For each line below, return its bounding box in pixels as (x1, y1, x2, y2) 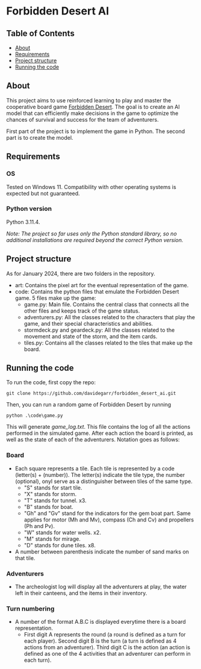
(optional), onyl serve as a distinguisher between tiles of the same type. (14, 478, 193, 485)
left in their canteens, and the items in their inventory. (14, 590, 147, 597)
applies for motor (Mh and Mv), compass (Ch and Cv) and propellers (23, 516, 194, 523)
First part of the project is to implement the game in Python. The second (6, 128, 185, 135)
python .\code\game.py (6, 412, 63, 419)
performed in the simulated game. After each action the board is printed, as (6, 429, 194, 437)
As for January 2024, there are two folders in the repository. (6, 270, 155, 277)
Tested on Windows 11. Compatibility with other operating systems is (6, 183, 176, 190)
